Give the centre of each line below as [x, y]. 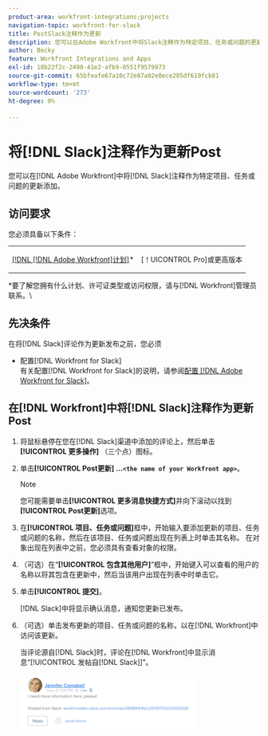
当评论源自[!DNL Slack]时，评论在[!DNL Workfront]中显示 [114, 652]
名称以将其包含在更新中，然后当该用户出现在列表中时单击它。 [121, 574]
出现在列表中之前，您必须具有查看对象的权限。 [104, 547]
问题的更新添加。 [36, 186]
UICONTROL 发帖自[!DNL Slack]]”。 [94, 662]
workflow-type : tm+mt [44, 84]
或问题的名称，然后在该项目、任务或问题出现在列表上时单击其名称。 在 [136, 537]
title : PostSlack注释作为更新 [55, 33]
